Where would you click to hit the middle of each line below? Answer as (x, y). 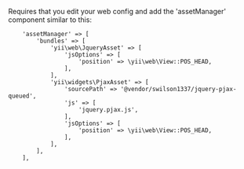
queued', (22, 96)
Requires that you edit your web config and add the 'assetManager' (117, 11)
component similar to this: (50, 20)
